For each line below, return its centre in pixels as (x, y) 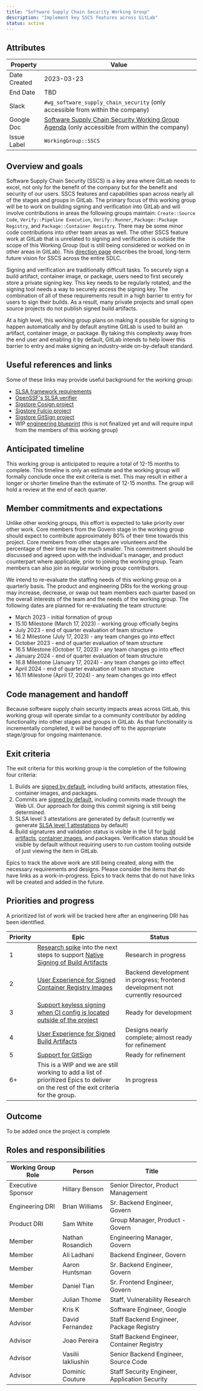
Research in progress (156, 955)
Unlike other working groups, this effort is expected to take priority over (95, 523)
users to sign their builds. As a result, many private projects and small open (100, 302)
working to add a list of (70, 1072)
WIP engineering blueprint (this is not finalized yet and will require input (104, 423)
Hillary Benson (83, 1189)
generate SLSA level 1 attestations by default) (72, 826)
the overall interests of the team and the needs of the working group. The (98, 599)
